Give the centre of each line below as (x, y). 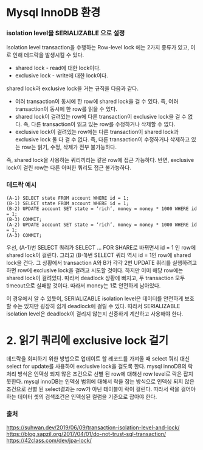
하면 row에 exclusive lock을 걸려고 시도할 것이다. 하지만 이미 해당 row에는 (95, 270)
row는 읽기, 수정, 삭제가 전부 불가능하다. (69, 147)
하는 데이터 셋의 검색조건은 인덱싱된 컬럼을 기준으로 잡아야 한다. (82, 396)
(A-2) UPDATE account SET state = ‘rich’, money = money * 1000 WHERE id (102, 225)
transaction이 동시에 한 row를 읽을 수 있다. (66, 109)
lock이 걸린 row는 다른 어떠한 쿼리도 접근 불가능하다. (69, 167)
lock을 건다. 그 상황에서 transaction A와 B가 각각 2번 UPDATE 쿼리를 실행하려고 (102, 262)
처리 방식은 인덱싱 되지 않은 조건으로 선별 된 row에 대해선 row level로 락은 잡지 (100, 374)
